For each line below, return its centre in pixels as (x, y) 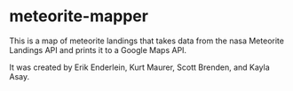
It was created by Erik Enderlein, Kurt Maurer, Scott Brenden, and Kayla (140, 67)
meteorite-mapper (79, 16)
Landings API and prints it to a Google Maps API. (98, 49)
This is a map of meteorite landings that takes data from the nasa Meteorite (146, 41)
